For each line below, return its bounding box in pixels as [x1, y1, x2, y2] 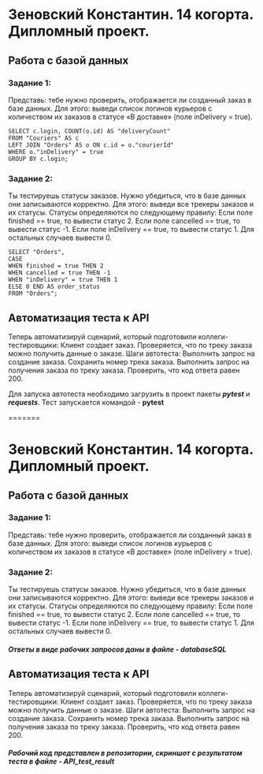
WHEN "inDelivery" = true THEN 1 [8, 276, 118, 284]
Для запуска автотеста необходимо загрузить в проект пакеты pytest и [8, 389, 250, 398]
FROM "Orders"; [8, 290, 58, 297]
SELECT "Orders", [8, 249, 65, 256]
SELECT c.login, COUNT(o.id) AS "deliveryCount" [8, 127, 171, 135]
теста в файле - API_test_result [8, 757, 115, 766]
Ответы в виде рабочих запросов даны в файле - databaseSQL [8, 645, 227, 654]
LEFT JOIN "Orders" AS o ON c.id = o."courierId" [8, 140, 175, 149]
